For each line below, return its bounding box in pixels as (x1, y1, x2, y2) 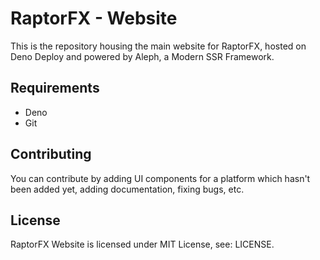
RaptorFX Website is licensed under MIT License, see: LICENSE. (10, 238, 275, 251)
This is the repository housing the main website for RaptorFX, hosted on (10, 40, 307, 52)
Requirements (10, 80, 100, 97)
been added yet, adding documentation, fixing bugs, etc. (10, 183, 245, 195)
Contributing (10, 146, 92, 163)
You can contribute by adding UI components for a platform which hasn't (10, 172, 311, 184)
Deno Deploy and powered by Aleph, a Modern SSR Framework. (10, 50, 275, 62)
